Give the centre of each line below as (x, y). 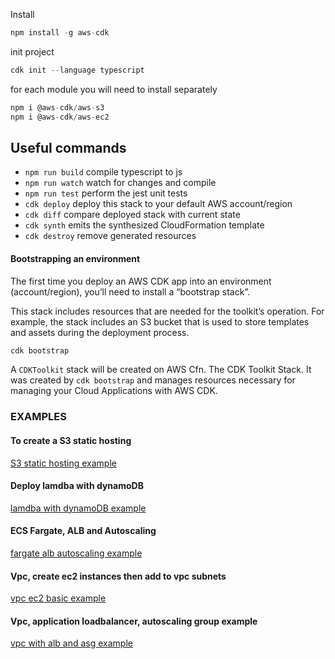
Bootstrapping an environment (75, 258)
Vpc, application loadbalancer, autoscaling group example (134, 621)
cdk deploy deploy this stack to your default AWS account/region (158, 204)
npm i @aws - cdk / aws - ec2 (60, 117)
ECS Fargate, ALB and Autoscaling (83, 531)
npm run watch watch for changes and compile (120, 183)
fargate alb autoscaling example (76, 553)
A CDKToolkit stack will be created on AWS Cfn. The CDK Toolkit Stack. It (161, 370)
